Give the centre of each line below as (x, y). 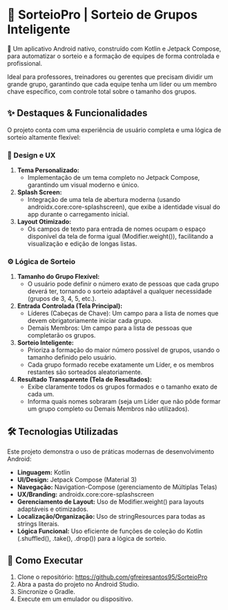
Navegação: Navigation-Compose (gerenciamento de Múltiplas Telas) (117, 487)
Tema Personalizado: (48, 170)
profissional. (25, 63)
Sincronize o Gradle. (46, 591)
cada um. (41, 394)
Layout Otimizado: (44, 222)
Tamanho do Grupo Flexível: (58, 277)
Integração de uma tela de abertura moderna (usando (104, 200)
